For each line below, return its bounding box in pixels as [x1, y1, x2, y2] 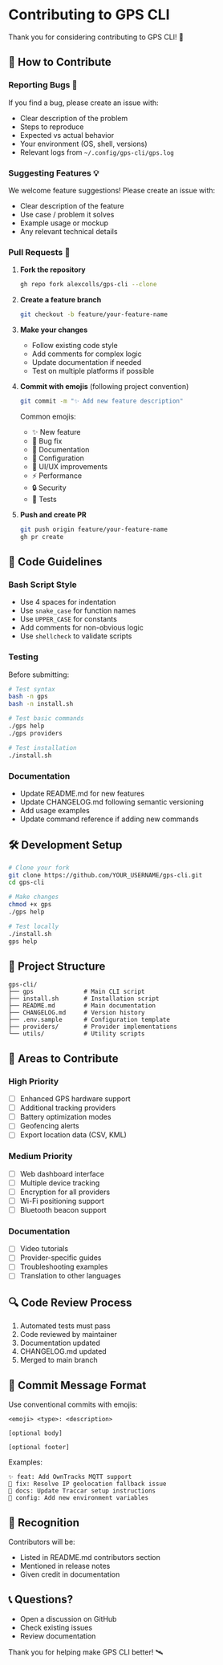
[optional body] [8, 1429, 63, 1437]
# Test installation [8, 743, 78, 751]
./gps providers [8, 729, 63, 737]
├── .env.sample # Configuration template [8, 1016, 171, 1024]
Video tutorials [19, 1244, 69, 1254]
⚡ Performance [31, 471, 83, 480]
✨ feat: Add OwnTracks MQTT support [8, 1473, 132, 1481]
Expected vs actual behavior [19, 130, 115, 140]
